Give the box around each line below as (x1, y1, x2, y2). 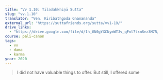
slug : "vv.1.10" (5, 12, 38, 16)
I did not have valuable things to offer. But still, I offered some (16, 69, 140, 75)
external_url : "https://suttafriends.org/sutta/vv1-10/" (5, 20, 123, 26)
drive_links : (5, 25, 32, 30)
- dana (9, 47, 23, 52)
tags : (5, 39, 16, 43)
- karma (9, 52, 25, 57)
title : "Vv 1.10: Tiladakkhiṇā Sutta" (5, 7, 83, 12)
